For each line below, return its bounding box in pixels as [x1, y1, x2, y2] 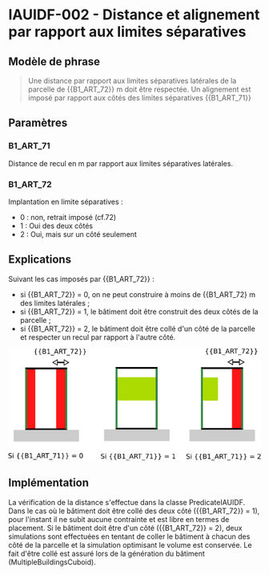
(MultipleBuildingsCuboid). [8, 557, 96, 567]
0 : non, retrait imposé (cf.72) [19, 212, 117, 222]
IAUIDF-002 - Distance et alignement [8, 6, 260, 24]
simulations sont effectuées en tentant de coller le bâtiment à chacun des [8, 532, 251, 541]
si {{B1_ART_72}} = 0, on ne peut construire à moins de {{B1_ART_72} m [19, 289, 256, 299]
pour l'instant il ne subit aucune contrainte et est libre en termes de [8, 514, 230, 524]
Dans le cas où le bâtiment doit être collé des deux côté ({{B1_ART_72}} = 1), [8, 506, 260, 516]
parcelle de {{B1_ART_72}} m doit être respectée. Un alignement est [27, 84, 251, 94]
